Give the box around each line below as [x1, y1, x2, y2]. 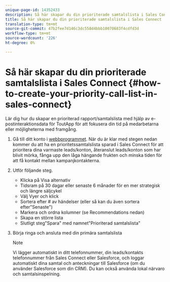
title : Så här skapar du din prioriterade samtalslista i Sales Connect [5, 17, 162, 22]
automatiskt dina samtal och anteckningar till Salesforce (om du [12, 260, 145, 266]
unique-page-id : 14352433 [5, 7, 60, 13]
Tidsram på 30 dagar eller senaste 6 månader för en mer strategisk [20, 182, 160, 189]
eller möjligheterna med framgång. [5, 126, 77, 132]
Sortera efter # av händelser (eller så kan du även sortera [20, 198, 140, 205]
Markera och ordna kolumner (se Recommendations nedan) [20, 209, 145, 215]
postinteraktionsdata [5, 121, 48, 127]
